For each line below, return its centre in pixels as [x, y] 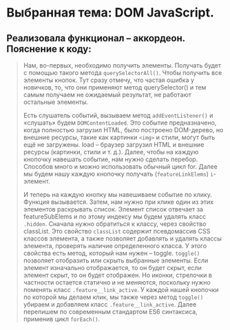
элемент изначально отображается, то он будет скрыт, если [112, 268]
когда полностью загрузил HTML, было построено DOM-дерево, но [123, 130]
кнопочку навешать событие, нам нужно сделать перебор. [111, 159]
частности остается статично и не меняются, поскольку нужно [117, 282]
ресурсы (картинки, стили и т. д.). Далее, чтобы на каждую [111, 152]
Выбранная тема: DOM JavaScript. [111, 13]
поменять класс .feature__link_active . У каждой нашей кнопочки [121, 290]
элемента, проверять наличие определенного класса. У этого [115, 246]
